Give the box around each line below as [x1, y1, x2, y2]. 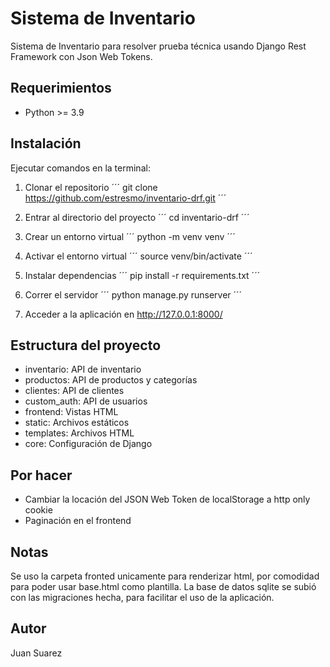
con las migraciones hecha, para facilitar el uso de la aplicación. [10, 592, 275, 603]
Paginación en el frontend [24, 515, 132, 527]
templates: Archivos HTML [24, 427, 135, 439]
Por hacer [10, 467, 73, 484]
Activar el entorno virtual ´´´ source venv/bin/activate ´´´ [24, 250, 253, 262]
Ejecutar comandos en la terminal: [10, 162, 151, 174]
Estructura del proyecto [10, 337, 162, 354]
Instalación [10, 135, 82, 152]
